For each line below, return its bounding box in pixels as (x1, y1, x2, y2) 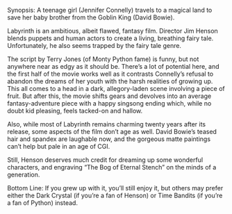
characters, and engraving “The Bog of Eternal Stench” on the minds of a (7, 163, 217, 171)
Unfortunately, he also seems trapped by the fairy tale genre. (7, 42, 182, 49)
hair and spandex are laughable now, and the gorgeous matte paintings (7, 135, 210, 143)
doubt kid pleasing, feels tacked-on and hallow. (7, 107, 143, 115)
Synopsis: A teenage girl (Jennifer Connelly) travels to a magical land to (7, 6, 213, 14)
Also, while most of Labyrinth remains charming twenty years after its (7, 120, 206, 128)
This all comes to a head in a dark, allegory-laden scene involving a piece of (7, 85, 225, 92)
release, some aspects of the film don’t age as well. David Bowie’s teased (7, 128, 217, 135)
